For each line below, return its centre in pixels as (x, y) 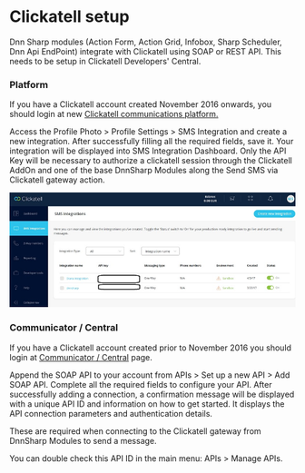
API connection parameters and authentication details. (111, 413)
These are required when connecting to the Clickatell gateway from (135, 431)
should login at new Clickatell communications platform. (114, 114)
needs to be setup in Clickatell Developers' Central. (105, 61)
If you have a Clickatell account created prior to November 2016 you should (151, 348)
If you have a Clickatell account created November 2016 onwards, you (141, 104)
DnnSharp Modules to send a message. (83, 440)
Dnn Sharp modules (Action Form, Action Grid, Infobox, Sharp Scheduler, (146, 42)
